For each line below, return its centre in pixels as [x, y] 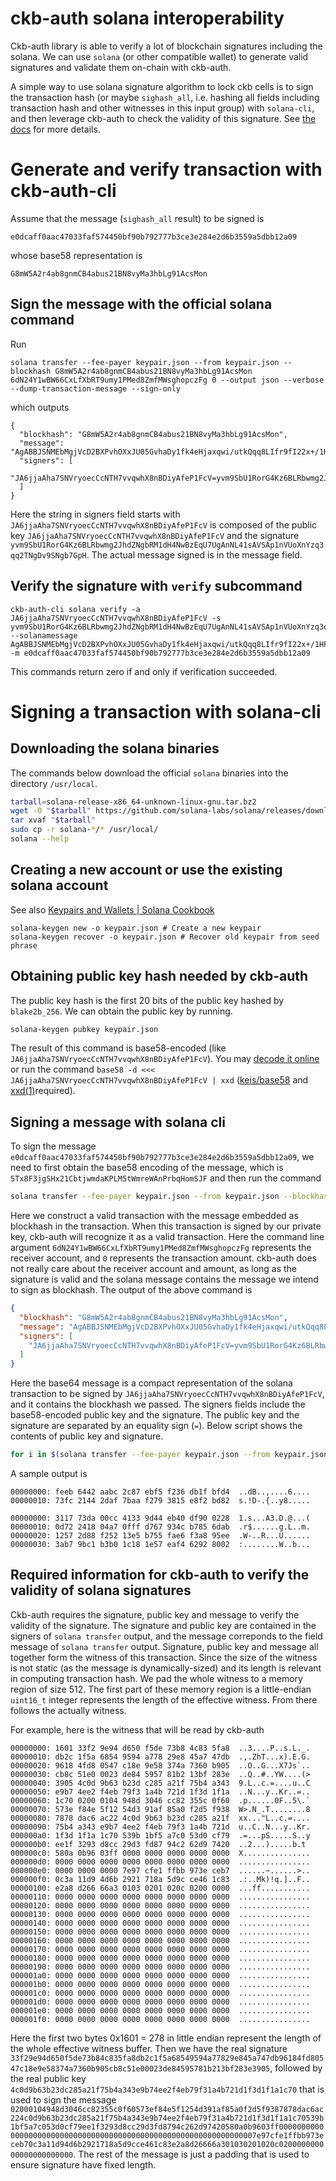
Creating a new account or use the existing [146, 870]
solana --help [40, 839]
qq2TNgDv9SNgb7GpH [48, 555]
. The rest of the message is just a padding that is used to [191, 2154]
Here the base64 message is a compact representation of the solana [151, 1383]
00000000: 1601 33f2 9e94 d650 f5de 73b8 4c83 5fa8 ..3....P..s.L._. [160, 1748]
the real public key [48, 2078]
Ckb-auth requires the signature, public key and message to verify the [155, 1614]
